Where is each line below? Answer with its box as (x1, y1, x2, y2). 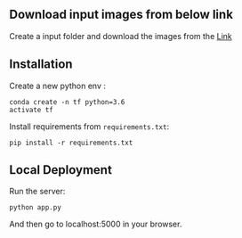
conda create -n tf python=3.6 (9, 97, 125, 106)
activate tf (9, 105, 53, 114)
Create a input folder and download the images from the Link (9, 30, 233, 41)
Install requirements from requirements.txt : (9, 120, 170, 132)
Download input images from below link (9, 7, 234, 22)
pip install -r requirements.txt (9, 138, 133, 147)
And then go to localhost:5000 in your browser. (9, 218, 182, 230)
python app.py (9, 203, 62, 212)
